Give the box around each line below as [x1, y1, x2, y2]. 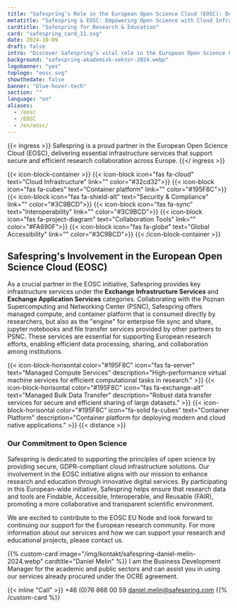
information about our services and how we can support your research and [7, 528, 226, 537]
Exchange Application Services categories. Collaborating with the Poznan [7, 295, 225, 303]
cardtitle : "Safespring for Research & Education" [7, 23, 159, 30]
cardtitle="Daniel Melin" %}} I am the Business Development [44, 557, 221, 565]
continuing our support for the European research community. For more [7, 521, 215, 529]
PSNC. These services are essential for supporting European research [7, 332, 212, 341]
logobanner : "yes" [7, 63, 61, 70]
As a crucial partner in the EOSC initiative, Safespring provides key [7, 280, 201, 288]
